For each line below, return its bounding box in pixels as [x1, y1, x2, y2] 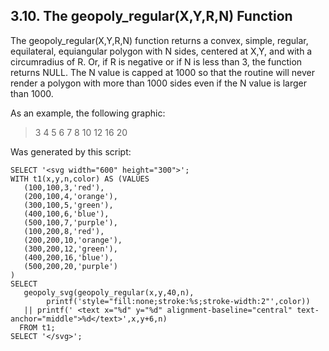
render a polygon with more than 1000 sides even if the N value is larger [10, 77, 308, 89]
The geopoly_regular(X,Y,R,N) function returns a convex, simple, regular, [10, 34, 309, 46]
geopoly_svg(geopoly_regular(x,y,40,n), [23, 287, 195, 298]
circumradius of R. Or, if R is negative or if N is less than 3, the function [10, 55, 303, 68]
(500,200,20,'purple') [23, 261, 118, 271]
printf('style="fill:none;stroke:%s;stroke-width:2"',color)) [46, 296, 311, 306]
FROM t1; [19, 322, 56, 333]
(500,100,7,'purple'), [23, 217, 118, 228]
